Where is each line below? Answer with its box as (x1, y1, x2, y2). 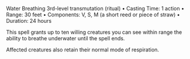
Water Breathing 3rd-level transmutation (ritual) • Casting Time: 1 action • (6, 5, 185, 12)
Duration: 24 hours (6, 18, 52, 24)
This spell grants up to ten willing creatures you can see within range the (6, 29, 182, 36)
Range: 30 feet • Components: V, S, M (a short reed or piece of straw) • (6, 11, 181, 18)
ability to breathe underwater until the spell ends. (6, 35, 125, 41)
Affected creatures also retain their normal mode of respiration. (6, 46, 159, 53)
